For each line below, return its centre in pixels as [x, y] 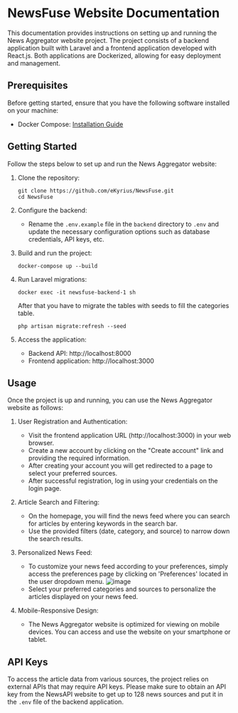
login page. [45, 488]
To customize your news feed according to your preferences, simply [128, 566]
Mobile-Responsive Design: [58, 610]
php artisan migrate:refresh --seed [72, 326]
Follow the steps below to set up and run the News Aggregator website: [112, 164]
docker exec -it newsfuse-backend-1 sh [77, 292]
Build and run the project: [55, 253]
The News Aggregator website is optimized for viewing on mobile [124, 625]
